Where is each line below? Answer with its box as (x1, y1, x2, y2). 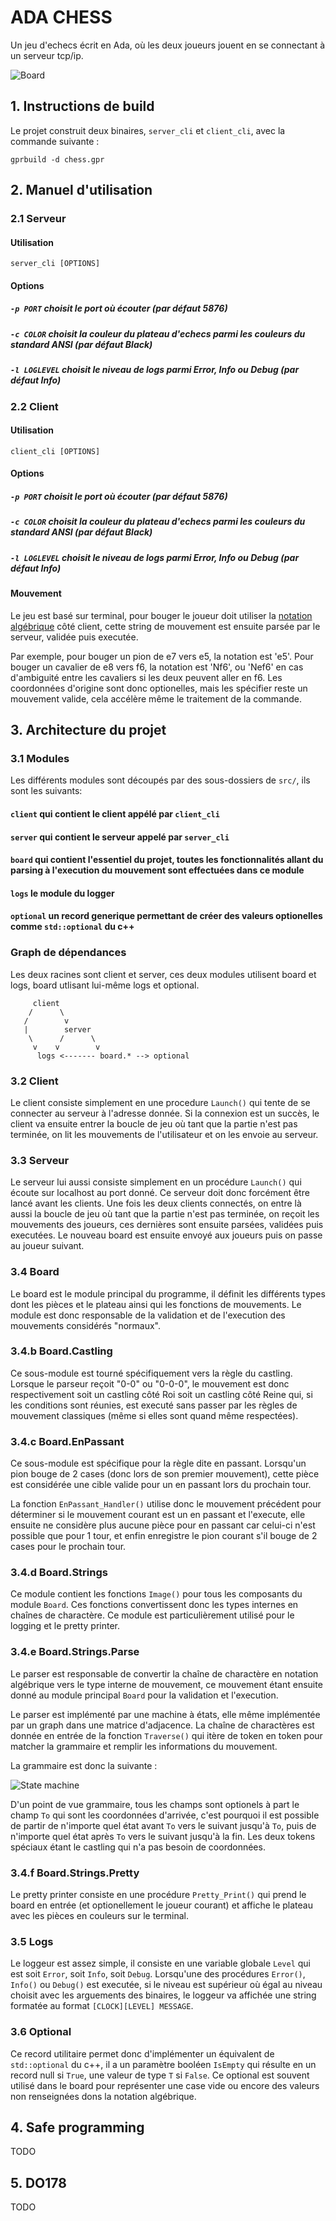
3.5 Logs (10, 1934, 54, 1948)
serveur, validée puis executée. (10, 631, 139, 643)
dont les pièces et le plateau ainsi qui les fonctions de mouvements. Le (10, 1298, 302, 1310)
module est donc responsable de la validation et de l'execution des (10, 1309, 286, 1321)
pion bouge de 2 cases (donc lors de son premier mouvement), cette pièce (10, 1468, 320, 1480)
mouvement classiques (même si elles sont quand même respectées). (10, 1409, 299, 1421)
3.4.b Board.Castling (10, 1344, 113, 1358)
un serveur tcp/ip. (10, 49, 84, 61)
